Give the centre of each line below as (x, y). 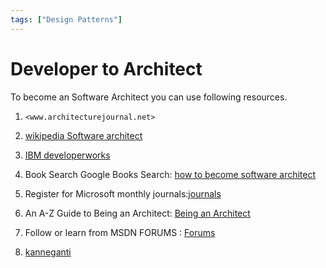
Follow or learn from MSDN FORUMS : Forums (120, 232)
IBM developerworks (67, 155)
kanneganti (48, 252)
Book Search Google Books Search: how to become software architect (170, 174)
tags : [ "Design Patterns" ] (66, 19)
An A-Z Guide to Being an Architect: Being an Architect (137, 213)
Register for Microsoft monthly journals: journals (123, 193)
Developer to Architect (106, 68)
